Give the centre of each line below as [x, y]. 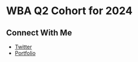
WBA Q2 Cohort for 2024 [69, 11]
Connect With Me [39, 33]
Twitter [23, 47]
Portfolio [25, 53]
